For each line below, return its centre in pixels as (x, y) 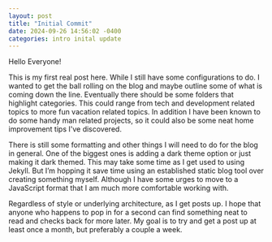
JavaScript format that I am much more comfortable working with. (119, 188)
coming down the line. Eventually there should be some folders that (121, 95)
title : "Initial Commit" (50, 24)
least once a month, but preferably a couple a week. (95, 230)
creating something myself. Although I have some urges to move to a (123, 179)
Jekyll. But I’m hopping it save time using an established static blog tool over (136, 171)
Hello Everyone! (35, 62)
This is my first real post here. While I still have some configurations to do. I (134, 77)
